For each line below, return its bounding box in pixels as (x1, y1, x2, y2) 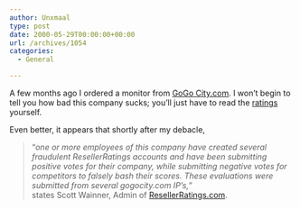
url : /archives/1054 (9, 38, 88, 48)
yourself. (9, 107, 42, 117)
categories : (9, 47, 54, 56)
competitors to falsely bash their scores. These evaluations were (31, 170, 274, 181)
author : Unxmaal (9, 13, 70, 23)
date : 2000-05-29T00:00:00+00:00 (9, 30, 136, 39)
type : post (9, 22, 51, 31)
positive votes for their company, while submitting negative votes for (31, 161, 287, 171)
